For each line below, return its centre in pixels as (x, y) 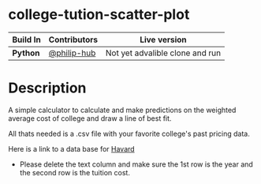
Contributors (73, 39)
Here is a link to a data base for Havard (72, 148)
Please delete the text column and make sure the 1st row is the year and (136, 164)
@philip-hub (72, 53)
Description (47, 88)
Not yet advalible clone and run (163, 53)
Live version (163, 39)
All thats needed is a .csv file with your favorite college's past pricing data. (129, 133)
